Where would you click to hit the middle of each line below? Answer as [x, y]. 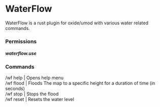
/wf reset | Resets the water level [40, 99]
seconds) [15, 89]
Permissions [21, 41]
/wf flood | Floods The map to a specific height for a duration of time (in [80, 83]
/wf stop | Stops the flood [32, 94]
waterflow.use [21, 53]
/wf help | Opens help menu [34, 78]
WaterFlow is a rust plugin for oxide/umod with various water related [77, 23]
